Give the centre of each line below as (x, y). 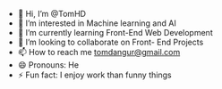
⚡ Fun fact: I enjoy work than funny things (94, 75)
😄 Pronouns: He (48, 65)
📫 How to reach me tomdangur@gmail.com (99, 52)
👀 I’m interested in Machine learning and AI (97, 23)
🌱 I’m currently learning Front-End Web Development (115, 32)
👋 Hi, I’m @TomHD (52, 14)
